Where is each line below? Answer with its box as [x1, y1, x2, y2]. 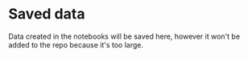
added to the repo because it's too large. [8, 39, 143, 49]
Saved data [8, 5, 85, 23]
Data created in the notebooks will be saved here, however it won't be [8, 31, 240, 41]
